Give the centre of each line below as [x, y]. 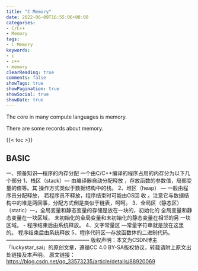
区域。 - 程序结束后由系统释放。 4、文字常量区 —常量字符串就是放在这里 [95, 225]
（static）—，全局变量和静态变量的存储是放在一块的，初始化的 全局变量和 [97, 211]
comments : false [26, 78]
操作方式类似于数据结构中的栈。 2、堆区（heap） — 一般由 [111, 188]
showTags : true [25, 84]
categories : [21, 23]
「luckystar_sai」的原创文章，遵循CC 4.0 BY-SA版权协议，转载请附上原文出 [99, 247]
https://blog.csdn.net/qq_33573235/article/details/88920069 [81, 262]
